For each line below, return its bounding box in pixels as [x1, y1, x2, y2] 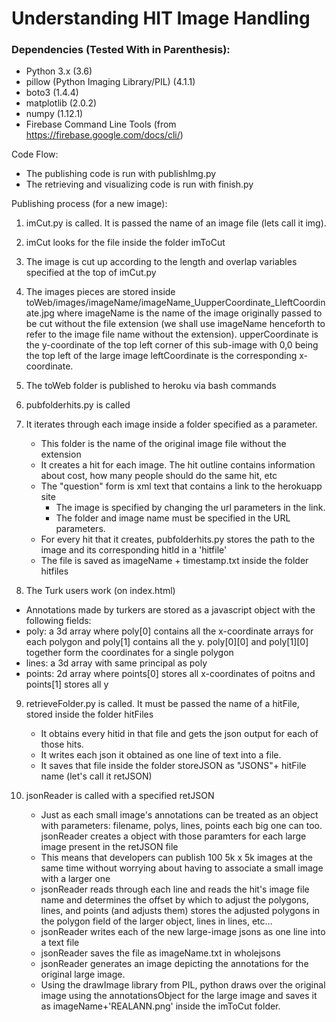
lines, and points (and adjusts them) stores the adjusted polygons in [40, 905, 321, 917]
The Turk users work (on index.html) [25, 585, 176, 597]
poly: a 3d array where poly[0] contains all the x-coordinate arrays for [25, 625, 314, 637]
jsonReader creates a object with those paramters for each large [40, 830, 307, 842]
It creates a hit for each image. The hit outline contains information [40, 459, 316, 471]
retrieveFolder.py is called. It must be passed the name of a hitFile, [25, 698, 300, 710]
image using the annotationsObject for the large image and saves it [40, 990, 318, 1002]
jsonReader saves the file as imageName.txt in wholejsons [40, 947, 281, 959]
